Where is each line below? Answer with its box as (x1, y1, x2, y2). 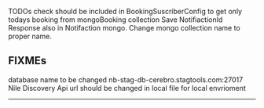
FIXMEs (8, 54, 47, 67)
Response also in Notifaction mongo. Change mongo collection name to (8, 23, 241, 32)
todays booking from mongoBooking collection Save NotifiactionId (8, 15, 223, 24)
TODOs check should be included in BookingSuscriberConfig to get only (8, 7, 242, 16)
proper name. (8, 31, 53, 41)
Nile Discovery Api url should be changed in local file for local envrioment (8, 83, 246, 92)
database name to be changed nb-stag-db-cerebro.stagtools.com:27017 (8, 74, 244, 85)
